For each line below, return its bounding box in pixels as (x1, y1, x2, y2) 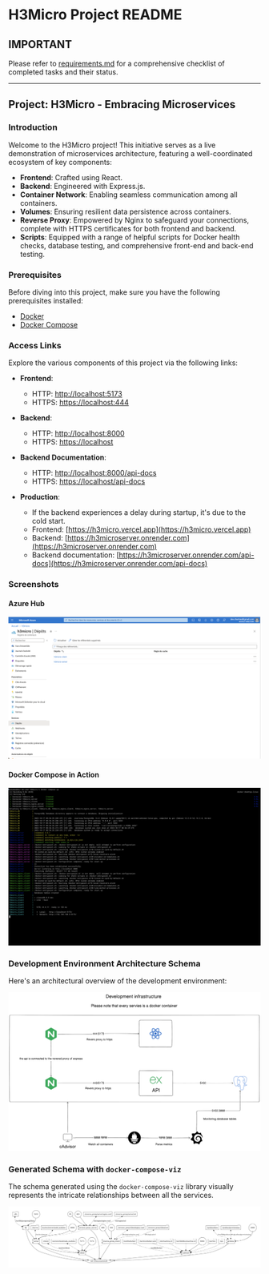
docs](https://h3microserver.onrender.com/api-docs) (31, 559, 208, 569)
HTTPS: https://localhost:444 (31, 398, 130, 408)
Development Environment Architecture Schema (8, 959, 201, 970)
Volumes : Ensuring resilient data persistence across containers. (19, 207, 231, 216)
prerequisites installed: (8, 295, 84, 305)
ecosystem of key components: (8, 157, 112, 167)
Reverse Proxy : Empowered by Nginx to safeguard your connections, (19, 215, 250, 225)
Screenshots (8, 579, 59, 590)
